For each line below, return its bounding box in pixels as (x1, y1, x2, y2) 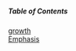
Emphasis (8, 34, 40, 43)
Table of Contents (8, 6, 68, 16)
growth (8, 26, 31, 35)
